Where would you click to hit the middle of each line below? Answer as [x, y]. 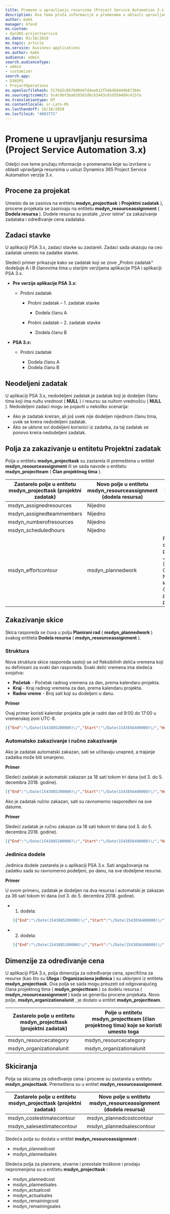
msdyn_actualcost [31, 1190]
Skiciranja [22, 1066]
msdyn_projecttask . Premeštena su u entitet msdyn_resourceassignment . [84, 1084]
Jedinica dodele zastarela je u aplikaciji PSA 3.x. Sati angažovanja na [77, 865]
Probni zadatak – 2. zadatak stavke [64, 323]
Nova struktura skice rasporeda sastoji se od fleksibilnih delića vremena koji [84, 662]
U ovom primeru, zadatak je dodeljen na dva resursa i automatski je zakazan [85, 891]
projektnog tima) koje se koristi [123, 1025]
